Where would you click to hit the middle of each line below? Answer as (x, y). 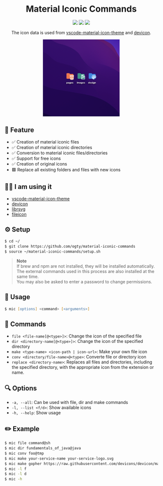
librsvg (18, 209)
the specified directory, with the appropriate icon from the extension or (83, 367)
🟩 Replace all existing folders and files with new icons (66, 169)
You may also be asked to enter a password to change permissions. (84, 282)
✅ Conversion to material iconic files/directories (60, 153)
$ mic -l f (16, 469)
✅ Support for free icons (36, 158)
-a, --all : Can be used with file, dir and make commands (70, 402)
